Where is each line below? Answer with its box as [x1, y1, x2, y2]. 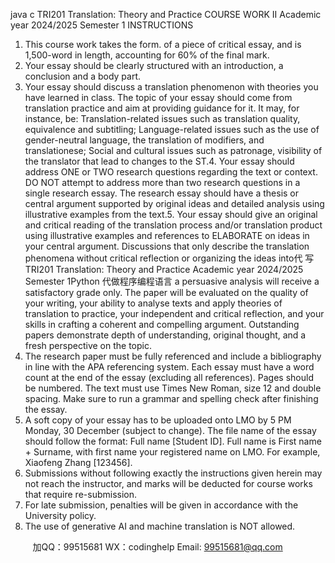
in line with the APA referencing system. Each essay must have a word [24, 361, 315, 373]
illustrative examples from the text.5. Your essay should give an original [24, 209, 318, 220]
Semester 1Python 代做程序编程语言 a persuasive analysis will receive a [24, 275, 320, 287]
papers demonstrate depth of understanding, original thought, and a [24, 329, 307, 341]
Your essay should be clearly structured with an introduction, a [24, 60, 284, 71]
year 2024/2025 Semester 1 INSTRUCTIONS [10, 19, 194, 31]
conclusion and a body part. [24, 70, 142, 82]
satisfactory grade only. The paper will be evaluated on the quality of [24, 287, 309, 298]
